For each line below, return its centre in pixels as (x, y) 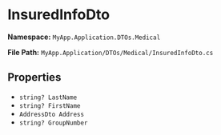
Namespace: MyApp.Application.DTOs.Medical (84, 37)
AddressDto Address (52, 114)
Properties (34, 77)
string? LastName (48, 97)
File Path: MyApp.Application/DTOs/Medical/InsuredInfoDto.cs (110, 52)
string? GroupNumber (53, 123)
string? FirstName (50, 105)
